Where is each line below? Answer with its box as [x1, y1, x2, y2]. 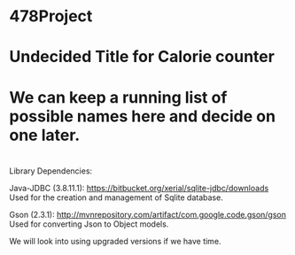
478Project [9, 6, 93, 27]
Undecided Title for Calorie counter [9, 47, 275, 67]
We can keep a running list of [9, 87, 228, 107]
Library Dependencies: [9, 166, 93, 176]
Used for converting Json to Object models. [9, 219, 169, 229]
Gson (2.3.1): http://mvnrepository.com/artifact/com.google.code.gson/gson [9, 209, 286, 220]
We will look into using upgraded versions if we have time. [9, 236, 221, 246]
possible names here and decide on [9, 106, 276, 126]
